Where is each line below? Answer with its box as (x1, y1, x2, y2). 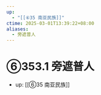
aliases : (6, 26, 29, 32)
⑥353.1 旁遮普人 (6, 60, 95, 74)
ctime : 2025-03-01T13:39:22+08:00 (6, 20, 95, 26)
